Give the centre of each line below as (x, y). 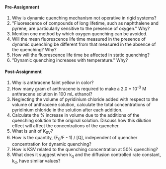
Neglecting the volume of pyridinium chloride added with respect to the (85, 99)
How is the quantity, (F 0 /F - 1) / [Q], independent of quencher (75, 138)
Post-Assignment (23, 72)
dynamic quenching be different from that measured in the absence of (84, 44)
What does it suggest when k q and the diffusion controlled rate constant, (86, 155)
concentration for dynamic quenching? (51, 144)
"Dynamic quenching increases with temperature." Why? (70, 60)
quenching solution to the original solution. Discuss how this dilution (82, 121)
